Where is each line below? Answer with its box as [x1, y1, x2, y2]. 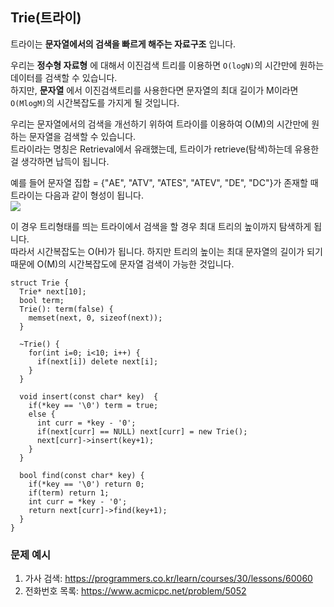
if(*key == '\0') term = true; [28, 400, 159, 410]
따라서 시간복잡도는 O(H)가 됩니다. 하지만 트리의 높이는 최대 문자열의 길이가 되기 [10, 245, 323, 257]
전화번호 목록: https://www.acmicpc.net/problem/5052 [24, 585, 247, 597]
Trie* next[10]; [19, 286, 87, 297]
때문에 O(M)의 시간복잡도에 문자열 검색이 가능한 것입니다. [10, 258, 235, 270]
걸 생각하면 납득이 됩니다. [10, 155, 110, 167]
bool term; [19, 295, 65, 305]
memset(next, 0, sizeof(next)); [28, 313, 163, 323]
